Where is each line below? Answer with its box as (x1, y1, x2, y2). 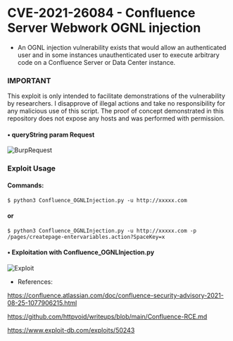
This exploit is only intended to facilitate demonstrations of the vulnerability (7, 92, 225, 100)
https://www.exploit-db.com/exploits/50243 (7, 325, 135, 334)
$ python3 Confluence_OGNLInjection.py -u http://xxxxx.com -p (7, 227, 197, 234)
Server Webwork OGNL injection (7, 20, 201, 36)
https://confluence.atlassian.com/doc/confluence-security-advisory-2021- (7, 291, 224, 299)
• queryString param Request (7, 130, 95, 139)
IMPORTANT (7, 75, 51, 85)
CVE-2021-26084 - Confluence (7, 5, 196, 21)
